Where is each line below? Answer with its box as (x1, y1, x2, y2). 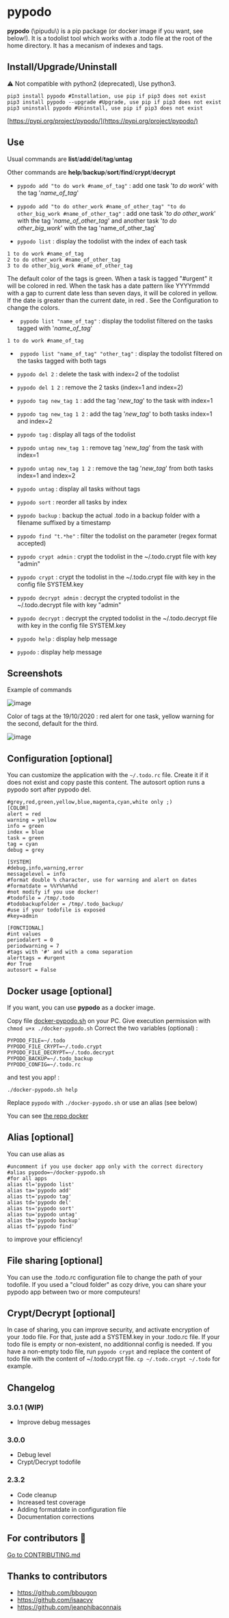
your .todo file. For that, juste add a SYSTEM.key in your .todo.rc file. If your (7, 1333, 220, 1341)
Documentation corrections (16, 1512, 94, 1521)
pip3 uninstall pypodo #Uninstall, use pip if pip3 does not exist (7, 104, 204, 112)
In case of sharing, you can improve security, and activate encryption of (7, 1325, 210, 1334)
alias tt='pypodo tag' (7, 1193, 72, 1200)
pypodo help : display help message (16, 635, 118, 643)
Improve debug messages (16, 1418, 91, 1426)
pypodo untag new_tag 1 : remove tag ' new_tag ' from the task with (16, 443, 204, 452)
